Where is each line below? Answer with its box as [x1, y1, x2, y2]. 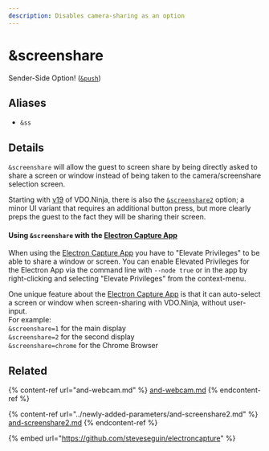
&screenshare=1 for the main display [8, 323, 127, 334]
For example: [8, 315, 52, 325]
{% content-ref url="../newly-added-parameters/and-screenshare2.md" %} [8, 409, 259, 419]
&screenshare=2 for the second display [8, 332, 135, 342]
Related [8, 363, 48, 378]
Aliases [8, 96, 47, 109]
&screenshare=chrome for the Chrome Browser [8, 341, 159, 351]
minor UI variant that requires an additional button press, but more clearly [8, 203, 251, 213]
